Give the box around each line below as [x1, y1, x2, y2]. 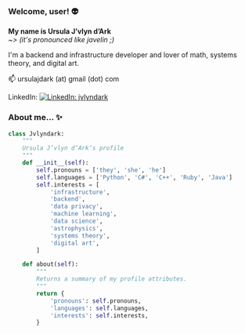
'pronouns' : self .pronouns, [49, 296, 142, 305]
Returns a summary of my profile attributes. [36, 275, 188, 283]
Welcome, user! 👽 [8, 5, 79, 16]
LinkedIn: [8, 93, 38, 102]
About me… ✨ [8, 112, 63, 123]
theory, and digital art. [8, 59, 80, 68]
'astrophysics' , [49, 224, 103, 232]
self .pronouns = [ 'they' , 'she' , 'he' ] [36, 166, 167, 174]
